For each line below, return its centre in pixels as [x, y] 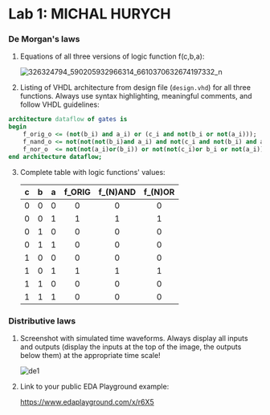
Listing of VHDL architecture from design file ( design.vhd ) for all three [135, 87]
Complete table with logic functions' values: [93, 172]
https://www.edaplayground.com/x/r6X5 [87, 402]
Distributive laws [42, 320]
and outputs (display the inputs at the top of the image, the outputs [131, 347]
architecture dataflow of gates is [68, 120]
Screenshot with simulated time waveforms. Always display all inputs [134, 339]
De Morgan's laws [44, 39]
